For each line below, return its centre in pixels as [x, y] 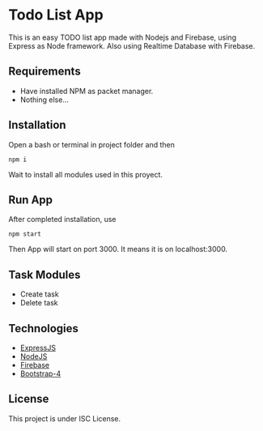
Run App [31, 200]
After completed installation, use [62, 220]
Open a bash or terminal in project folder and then [92, 144]
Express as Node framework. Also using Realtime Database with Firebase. [132, 45]
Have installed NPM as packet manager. [87, 91]
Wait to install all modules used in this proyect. [86, 174]
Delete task [39, 303]
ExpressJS [38, 348]
